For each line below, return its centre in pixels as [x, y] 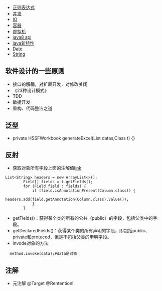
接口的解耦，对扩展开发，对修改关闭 [50, 84]
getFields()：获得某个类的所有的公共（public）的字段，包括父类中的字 [85, 218]
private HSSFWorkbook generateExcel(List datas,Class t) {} [74, 138]
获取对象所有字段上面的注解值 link [47, 168]
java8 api [22, 37]
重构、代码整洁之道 [32, 108]
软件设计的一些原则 [35, 71]
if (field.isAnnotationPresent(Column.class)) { [84, 191]
